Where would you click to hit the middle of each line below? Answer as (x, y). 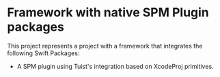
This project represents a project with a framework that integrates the (105, 46)
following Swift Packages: (43, 53)
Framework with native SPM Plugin (108, 13)
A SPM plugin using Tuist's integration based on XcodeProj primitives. (115, 66)
